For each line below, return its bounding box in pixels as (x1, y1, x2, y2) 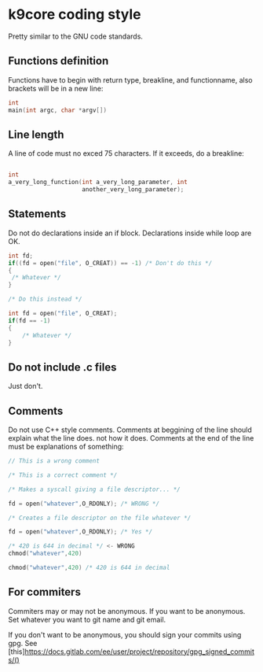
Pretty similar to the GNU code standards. (8, 31, 144, 41)
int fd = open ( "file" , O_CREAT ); (8, 309, 118, 317)
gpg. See (8, 638, 38, 648)
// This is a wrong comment (8, 457, 100, 465)
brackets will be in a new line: (8, 83, 104, 93)
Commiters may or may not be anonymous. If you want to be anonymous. (8, 606, 246, 615)
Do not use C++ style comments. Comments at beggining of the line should (8, 425, 253, 434)
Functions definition (8, 54, 109, 68)
